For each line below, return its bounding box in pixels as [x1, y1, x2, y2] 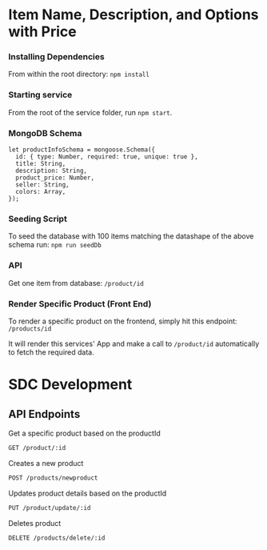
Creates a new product [8, 458, 84, 468]
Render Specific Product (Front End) [8, 298, 152, 309]
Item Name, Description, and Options [8, 6, 259, 24]
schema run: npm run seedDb [8, 240, 102, 250]
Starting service [8, 90, 73, 101]
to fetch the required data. [8, 347, 94, 357]
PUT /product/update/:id [8, 504, 91, 512]
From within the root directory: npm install [8, 70, 150, 79]
